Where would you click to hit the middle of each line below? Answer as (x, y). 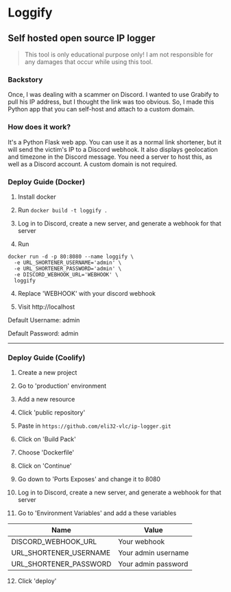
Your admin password (153, 564)
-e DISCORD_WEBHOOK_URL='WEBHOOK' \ (66, 274)
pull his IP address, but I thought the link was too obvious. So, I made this (111, 102)
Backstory (25, 79)
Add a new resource (46, 399)
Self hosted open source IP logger (82, 38)
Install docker (37, 197)
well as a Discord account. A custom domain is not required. (93, 164)
